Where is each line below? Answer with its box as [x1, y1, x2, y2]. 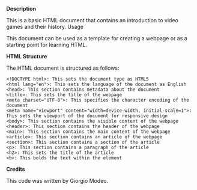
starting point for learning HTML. [6, 41, 88, 48]
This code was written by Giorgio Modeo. [6, 177, 109, 184]
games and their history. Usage [6, 23, 84, 30]
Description [6, 5, 37, 12]
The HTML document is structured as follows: [6, 64, 120, 72]
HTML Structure [6, 53, 47, 60]
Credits [6, 165, 25, 173]
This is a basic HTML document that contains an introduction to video [6, 17, 178, 23]
